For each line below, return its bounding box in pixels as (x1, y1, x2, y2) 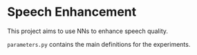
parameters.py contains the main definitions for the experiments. (7, 40, 191, 48)
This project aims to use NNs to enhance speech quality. (7, 27, 168, 35)
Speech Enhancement (7, 4, 137, 20)
